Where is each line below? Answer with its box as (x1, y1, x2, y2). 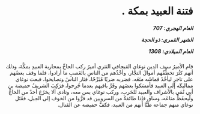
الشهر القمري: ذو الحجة (141, 36, 193, 43)
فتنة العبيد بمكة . (121, 4, 193, 18)
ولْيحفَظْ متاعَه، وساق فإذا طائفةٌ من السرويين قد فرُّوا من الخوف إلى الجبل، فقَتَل (14, 95, 193, 102)
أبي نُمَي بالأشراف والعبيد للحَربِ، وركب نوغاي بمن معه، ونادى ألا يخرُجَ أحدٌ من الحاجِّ (8, 88, 193, 95)
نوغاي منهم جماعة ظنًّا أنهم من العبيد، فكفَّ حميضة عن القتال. (57, 101, 193, 109)
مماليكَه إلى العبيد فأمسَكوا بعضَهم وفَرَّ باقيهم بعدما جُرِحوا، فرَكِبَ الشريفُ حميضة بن (8, 82, 193, 89)
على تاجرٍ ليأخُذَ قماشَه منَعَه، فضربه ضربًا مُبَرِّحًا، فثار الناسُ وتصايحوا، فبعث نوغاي (15, 76, 193, 83)
